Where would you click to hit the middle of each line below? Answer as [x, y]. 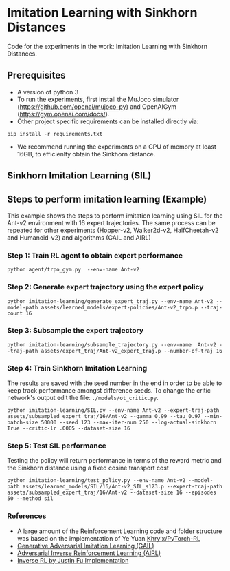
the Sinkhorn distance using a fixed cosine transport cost [88, 468]
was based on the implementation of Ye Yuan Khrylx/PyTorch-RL [109, 538]
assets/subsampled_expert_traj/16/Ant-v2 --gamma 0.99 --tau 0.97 [104, 417]
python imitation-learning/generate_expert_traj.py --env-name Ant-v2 [110, 301]
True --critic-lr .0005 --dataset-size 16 [69, 428]
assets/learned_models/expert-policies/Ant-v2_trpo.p [119, 307]
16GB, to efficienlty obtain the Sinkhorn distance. [86, 154]
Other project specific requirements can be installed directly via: [108, 121]
